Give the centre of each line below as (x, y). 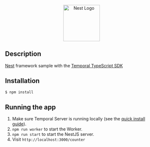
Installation (22, 81)
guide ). (19, 124)
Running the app (30, 107)
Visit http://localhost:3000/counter (49, 139)
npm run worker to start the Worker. (47, 129)
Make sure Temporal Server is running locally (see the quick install (79, 119)
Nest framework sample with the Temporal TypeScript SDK (64, 65)
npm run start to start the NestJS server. (53, 134)
